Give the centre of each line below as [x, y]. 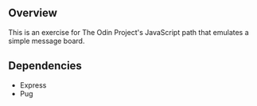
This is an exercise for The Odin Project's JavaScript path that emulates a [128, 32]
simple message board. [47, 41]
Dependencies [45, 66]
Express [33, 85]
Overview [33, 13]
